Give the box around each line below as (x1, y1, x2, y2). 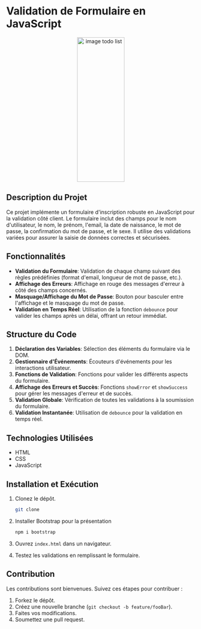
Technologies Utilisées (6, 433, 94, 443)
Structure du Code (6, 329, 77, 339)
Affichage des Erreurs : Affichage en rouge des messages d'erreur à (14, 280, 185, 287)
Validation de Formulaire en (6, 4, 146, 18)
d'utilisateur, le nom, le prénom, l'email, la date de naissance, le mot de (6, 221, 182, 228)
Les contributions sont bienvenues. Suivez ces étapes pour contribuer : (6, 585, 183, 592)
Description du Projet (6, 192, 88, 202)
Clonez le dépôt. (14, 495, 56, 502)
